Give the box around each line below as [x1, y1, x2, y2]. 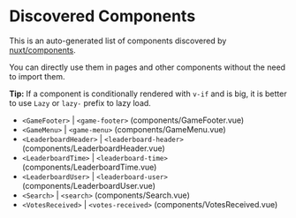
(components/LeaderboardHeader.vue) [21, 143, 165, 154]
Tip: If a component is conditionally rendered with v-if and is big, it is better [9, 88, 287, 99]
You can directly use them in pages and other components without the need [9, 62, 285, 72]
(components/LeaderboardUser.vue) [21, 180, 156, 191]
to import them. [9, 71, 65, 81]
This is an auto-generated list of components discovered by [9, 35, 227, 46]
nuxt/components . [9, 44, 77, 55]
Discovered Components [9, 6, 196, 26]
